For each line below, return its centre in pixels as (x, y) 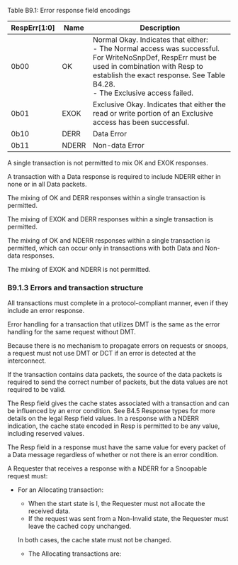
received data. (49, 511)
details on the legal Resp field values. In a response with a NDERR (103, 419)
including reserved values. (46, 434)
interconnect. (27, 361)
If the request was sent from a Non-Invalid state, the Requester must (128, 519)
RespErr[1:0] (33, 28)
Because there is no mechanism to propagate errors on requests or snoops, (118, 346)
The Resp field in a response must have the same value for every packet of (117, 447)
